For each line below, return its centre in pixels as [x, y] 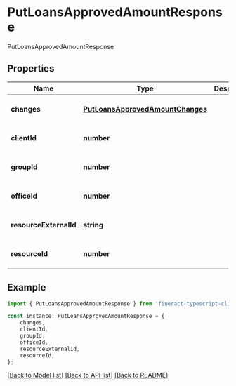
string [93, 225]
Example [27, 287]
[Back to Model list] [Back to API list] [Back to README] [88, 375]
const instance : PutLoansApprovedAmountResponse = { [86, 317]
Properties [31, 68]
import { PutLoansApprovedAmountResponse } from [80, 304]
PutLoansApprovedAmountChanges [145, 109]
